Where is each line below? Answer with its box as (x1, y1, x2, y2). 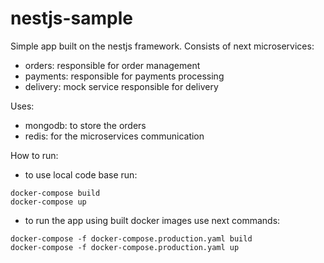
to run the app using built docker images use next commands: (24, 214, 281, 226)
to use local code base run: (24, 168, 138, 181)
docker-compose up (10, 197, 87, 207)
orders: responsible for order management (24, 59, 201, 71)
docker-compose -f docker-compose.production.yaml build (10, 233, 253, 244)
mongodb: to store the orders (24, 119, 147, 131)
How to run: (10, 149, 59, 161)
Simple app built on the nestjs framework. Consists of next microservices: (10, 40, 315, 52)
